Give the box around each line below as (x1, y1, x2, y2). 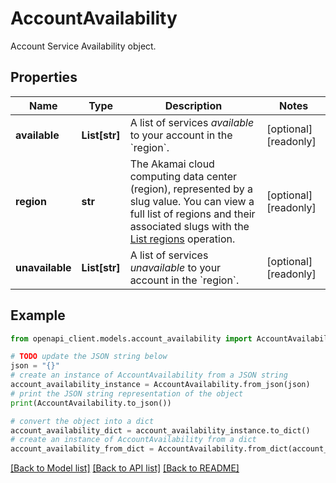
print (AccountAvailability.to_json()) (10, 398, 172, 408)
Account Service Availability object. (10, 40, 157, 52)
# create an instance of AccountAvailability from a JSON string (10, 370, 288, 381)
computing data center (129, 169, 238, 183)
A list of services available (129, 115, 255, 129)
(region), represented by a (129, 182, 253, 196)
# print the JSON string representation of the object (10, 388, 244, 399)
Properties (10, 69, 78, 86)
